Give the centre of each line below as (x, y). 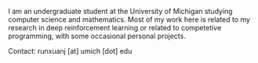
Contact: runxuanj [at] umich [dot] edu (70, 51)
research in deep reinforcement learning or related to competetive (115, 28)
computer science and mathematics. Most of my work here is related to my (129, 19)
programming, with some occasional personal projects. (97, 36)
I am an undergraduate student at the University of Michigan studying (120, 11)
